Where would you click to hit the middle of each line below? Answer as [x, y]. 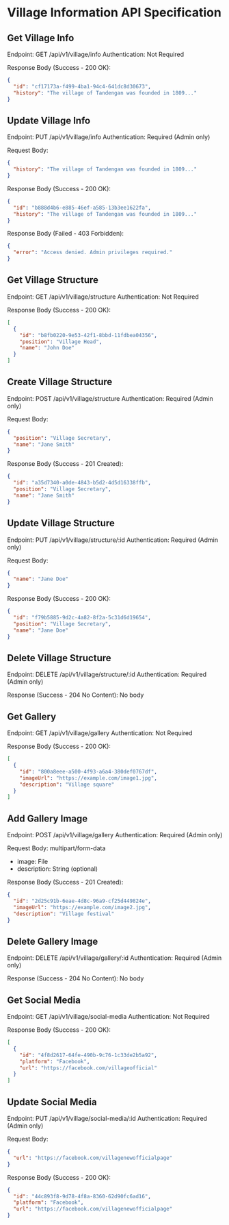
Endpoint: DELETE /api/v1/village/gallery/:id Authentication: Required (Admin [114, 958]
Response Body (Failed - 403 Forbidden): [66, 234]
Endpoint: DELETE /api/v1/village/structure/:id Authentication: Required [107, 675]
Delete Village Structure [59, 658]
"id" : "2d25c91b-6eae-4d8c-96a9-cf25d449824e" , [82, 901]
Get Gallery [32, 716]
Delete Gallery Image [53, 941]
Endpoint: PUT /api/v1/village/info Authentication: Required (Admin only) [109, 137]
